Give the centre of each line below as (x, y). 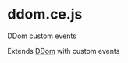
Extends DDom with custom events (64, 51)
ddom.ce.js (45, 14)
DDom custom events (42, 36)
